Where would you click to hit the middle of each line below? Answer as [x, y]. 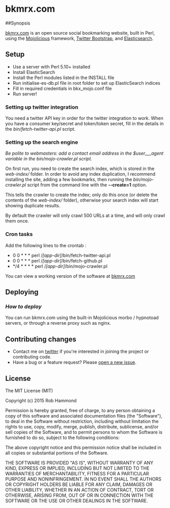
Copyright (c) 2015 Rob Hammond [41, 400]
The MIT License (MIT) [29, 391]
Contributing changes [41, 339]
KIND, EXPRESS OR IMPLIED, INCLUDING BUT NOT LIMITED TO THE [77, 468]
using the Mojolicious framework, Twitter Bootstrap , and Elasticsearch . [79, 38]
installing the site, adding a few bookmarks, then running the [69, 180]
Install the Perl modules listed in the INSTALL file [63, 78]
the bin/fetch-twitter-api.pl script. [40, 129]
